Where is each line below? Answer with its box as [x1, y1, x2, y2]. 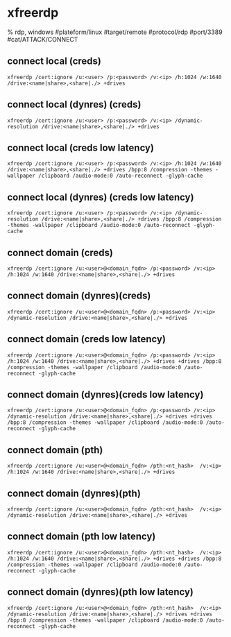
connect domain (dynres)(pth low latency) [7, 586, 194, 598]
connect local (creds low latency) [7, 142, 155, 153]
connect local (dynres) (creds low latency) [7, 191, 194, 203]
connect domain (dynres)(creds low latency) [7, 389, 204, 400]
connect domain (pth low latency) [7, 531, 156, 543]
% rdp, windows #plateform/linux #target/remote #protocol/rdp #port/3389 [7, 28, 223, 36]
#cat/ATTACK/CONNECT [7, 35, 78, 43]
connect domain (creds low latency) [7, 333, 166, 345]
